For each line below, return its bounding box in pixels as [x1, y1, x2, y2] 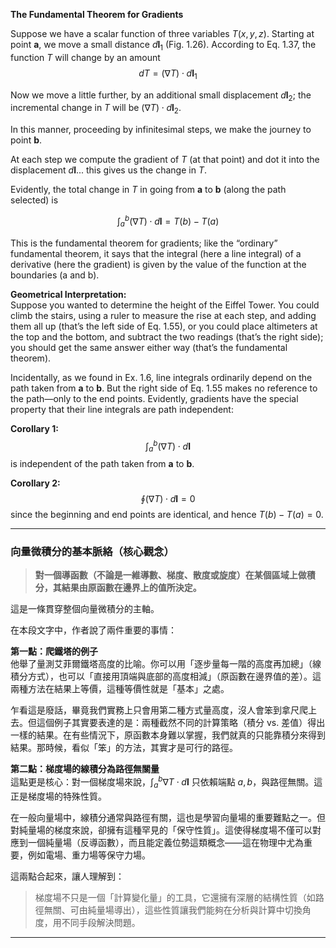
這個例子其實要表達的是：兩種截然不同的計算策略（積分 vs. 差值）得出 [36, 717, 326, 729]
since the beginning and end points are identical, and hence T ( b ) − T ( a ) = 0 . [10, 509, 324, 521]
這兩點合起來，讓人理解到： [10, 870, 125, 882]
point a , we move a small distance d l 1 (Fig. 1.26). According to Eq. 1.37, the [10, 39, 317, 53]
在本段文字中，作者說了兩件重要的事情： [10, 624, 177, 636]
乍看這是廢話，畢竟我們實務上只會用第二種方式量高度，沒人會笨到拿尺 [10, 704, 300, 716]
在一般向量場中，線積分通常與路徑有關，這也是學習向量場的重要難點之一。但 [10, 811, 326, 823]
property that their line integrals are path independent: [10, 403, 234, 415]
